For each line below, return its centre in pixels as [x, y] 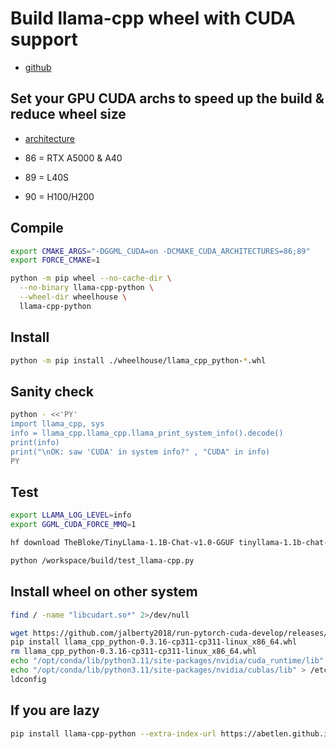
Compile [37, 228]
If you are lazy [55, 710]
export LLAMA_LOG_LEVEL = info [71, 515]
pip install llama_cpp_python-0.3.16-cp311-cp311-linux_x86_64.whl [154, 642]
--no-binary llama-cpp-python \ [87, 288]
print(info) [35, 442]
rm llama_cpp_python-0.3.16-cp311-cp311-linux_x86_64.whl [133, 652]
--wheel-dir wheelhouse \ [73, 297]
